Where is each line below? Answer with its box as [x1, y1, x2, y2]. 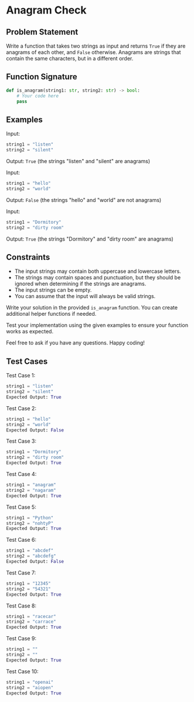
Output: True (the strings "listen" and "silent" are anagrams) [6, 158, 151, 164]
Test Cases [6, 356, 48, 366]
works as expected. [6, 328, 54, 335]
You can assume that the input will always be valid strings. [14, 293, 156, 300]
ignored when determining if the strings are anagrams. [14, 280, 147, 288]
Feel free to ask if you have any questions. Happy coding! [6, 339, 145, 346]
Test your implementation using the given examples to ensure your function [6, 322, 189, 329]
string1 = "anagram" [6, 482, 57, 488]
